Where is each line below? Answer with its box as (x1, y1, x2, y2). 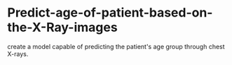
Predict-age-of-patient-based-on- (7, 5, 213, 21)
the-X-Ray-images (7, 19, 118, 35)
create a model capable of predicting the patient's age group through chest (7, 42, 226, 50)
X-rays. (7, 50, 29, 58)
